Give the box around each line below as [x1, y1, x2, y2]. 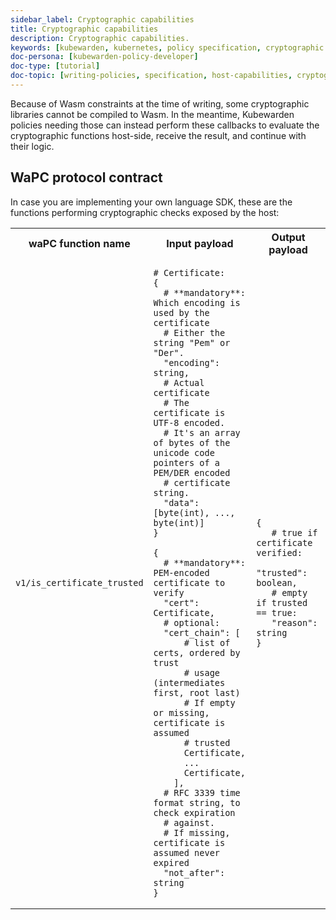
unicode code [153, 447, 215, 458]
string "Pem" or [153, 337, 231, 348]
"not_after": [163, 867, 226, 878]
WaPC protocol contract [10, 169, 163, 186]
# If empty [183, 697, 236, 708]
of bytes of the [153, 437, 231, 448]
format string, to [153, 797, 241, 808]
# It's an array [163, 427, 241, 438]
